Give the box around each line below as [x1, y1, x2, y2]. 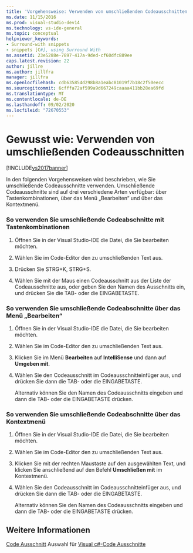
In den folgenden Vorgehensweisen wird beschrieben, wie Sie [6, 176, 156, 183]
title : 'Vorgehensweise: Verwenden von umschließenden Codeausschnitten [6, 8, 188, 15]
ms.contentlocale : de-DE [6, 96, 67, 102]
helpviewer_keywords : [6, 36, 59, 42]
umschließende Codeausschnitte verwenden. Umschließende [6, 182, 155, 189]
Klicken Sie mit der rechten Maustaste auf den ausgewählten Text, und [14, 460, 186, 467]
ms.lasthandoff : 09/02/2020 [6, 101, 75, 108]
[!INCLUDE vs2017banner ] [6, 164, 69, 171]
